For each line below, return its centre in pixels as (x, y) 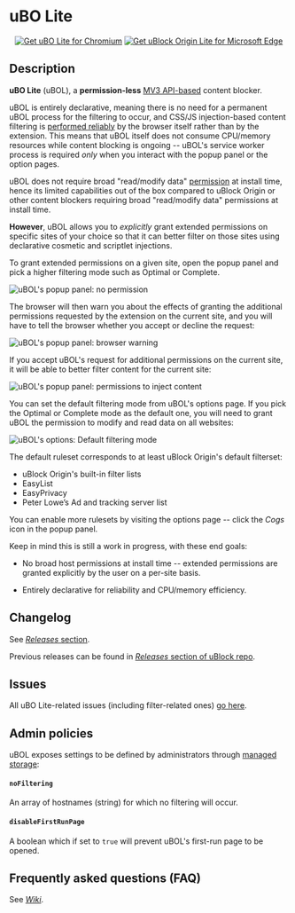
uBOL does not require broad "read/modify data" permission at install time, (146, 181)
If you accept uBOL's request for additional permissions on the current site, (146, 359)
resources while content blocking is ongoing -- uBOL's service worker (137, 145)
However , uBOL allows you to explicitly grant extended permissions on (139, 226)
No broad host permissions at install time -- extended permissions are (150, 563)
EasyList (37, 483)
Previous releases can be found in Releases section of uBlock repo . (132, 656)
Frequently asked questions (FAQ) (105, 878)
